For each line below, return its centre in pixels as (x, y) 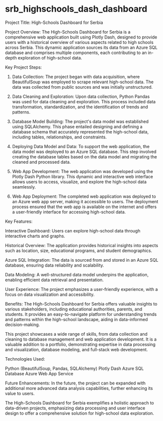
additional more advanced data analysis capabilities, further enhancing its (79, 388)
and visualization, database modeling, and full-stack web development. (77, 349)
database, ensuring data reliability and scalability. (55, 265)
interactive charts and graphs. (35, 236)
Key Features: (19, 221)
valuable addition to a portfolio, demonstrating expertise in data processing (80, 344)
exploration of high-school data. (50, 57)
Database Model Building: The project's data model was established (80, 121)
